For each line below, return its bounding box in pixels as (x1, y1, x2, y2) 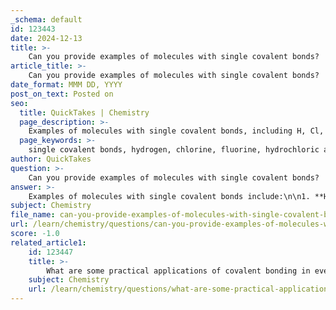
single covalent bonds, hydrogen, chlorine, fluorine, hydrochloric (28, 145, 320, 155)
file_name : (10, 210, 56, 220)
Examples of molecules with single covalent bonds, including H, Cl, (28, 126, 325, 136)
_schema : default (10, 14, 83, 25)
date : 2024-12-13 (10, 33, 83, 43)
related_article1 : (10, 237, 87, 248)
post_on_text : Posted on (10, 89, 114, 99)
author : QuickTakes (10, 154, 92, 164)
